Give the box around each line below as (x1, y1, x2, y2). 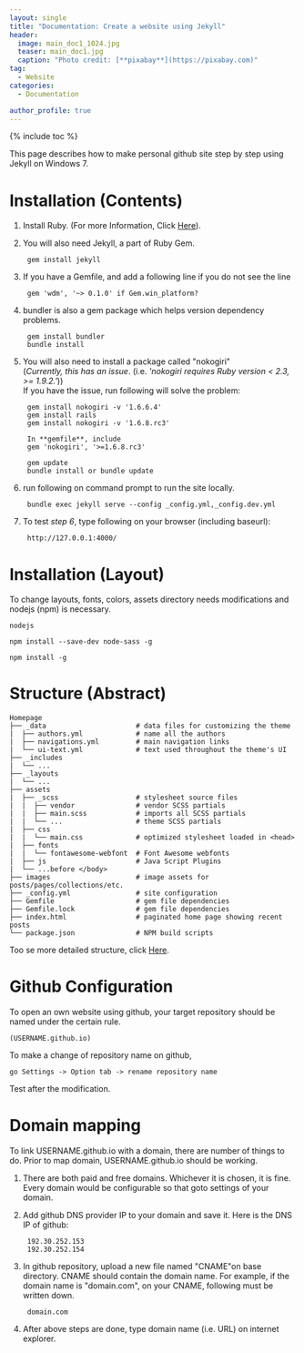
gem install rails (26, 411, 97, 420)
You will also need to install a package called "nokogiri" (22, 356, 230, 367)
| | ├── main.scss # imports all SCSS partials (9, 809, 247, 819)
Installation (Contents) (9, 190, 184, 210)
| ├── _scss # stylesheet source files (9, 793, 238, 802)
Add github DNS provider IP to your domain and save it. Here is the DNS (22, 1210, 293, 1221)
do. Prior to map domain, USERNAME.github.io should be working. (9, 1155, 258, 1166)
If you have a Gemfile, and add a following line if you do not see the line (22, 271, 291, 282)
